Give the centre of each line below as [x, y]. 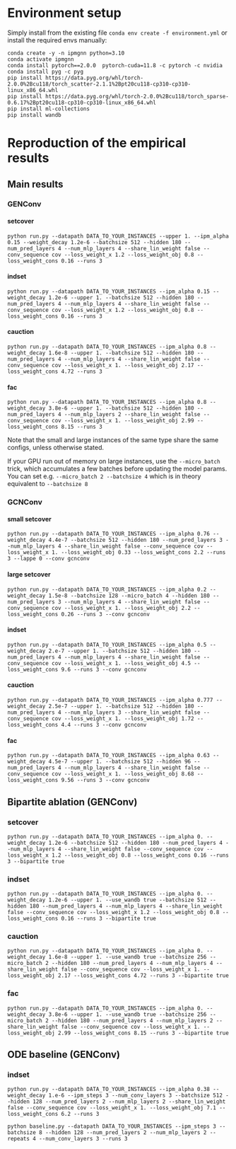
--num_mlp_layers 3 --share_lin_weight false [132, 712]
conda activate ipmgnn [41, 59]
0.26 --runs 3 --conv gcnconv [106, 614]
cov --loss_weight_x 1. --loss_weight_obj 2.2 [122, 608]
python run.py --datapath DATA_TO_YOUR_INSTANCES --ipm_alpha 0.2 [107, 589]
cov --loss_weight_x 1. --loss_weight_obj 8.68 [123, 774]
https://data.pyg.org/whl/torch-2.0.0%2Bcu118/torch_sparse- [137, 96]
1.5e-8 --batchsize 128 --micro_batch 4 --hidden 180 [129, 596]
